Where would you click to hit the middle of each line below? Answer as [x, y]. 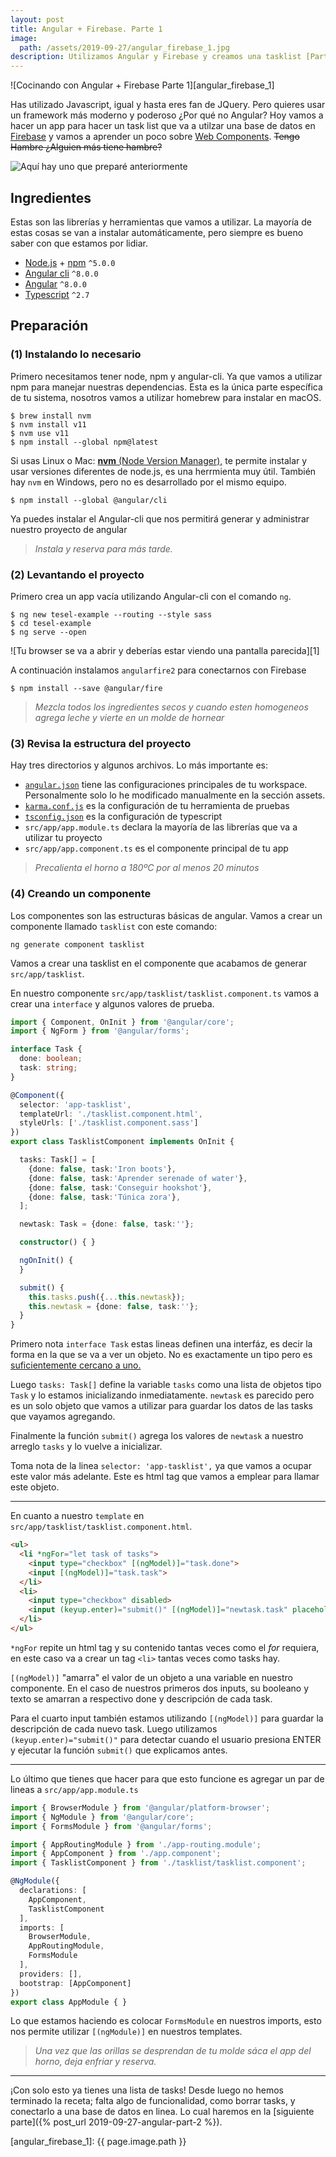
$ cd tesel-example [51, 623]
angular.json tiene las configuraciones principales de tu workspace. [166, 785]
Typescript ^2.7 [57, 294]
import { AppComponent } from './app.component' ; [116, 1854]
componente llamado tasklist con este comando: [114, 926]
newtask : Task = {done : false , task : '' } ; [107, 1224]
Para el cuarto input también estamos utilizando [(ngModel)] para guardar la [167, 1718]
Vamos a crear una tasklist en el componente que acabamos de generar [158, 963]
